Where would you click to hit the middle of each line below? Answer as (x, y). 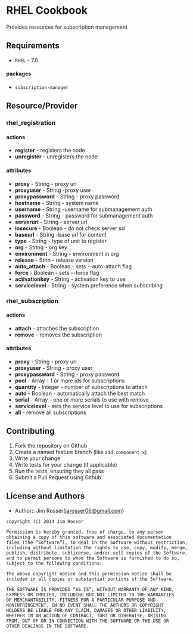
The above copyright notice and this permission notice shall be (89, 574)
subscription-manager (41, 87)
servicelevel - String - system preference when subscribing (88, 285)
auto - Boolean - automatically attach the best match (80, 393)
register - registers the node (50, 151)
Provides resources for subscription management (67, 27)
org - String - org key (41, 247)
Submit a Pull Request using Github (58, 477)
